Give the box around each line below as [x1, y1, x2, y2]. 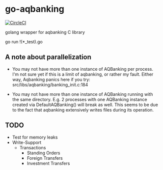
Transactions [19, 144, 46, 150]
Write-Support [12, 139, 42, 145]
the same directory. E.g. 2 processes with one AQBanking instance [12, 96, 147, 102]
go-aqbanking [5, 3, 65, 15]
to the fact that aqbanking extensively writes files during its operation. [12, 107, 154, 113]
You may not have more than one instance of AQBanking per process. [12, 66, 154, 72]
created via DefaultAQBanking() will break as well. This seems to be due [12, 102, 159, 108]
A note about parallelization [5, 53, 92, 61]
